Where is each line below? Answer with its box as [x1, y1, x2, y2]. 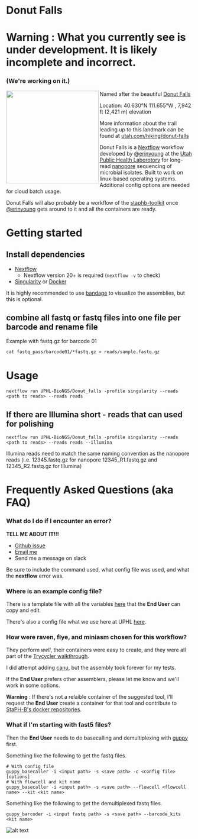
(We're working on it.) [6, 77, 70, 85]
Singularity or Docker [14, 277, 67, 285]
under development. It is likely [6, 43, 158, 57]
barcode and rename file [6, 322, 98, 332]
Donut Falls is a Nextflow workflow [99, 143, 184, 151]
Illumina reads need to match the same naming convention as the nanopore [6, 450, 190, 457]
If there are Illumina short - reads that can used [6, 409, 183, 419]
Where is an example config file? [6, 587, 102, 595]
